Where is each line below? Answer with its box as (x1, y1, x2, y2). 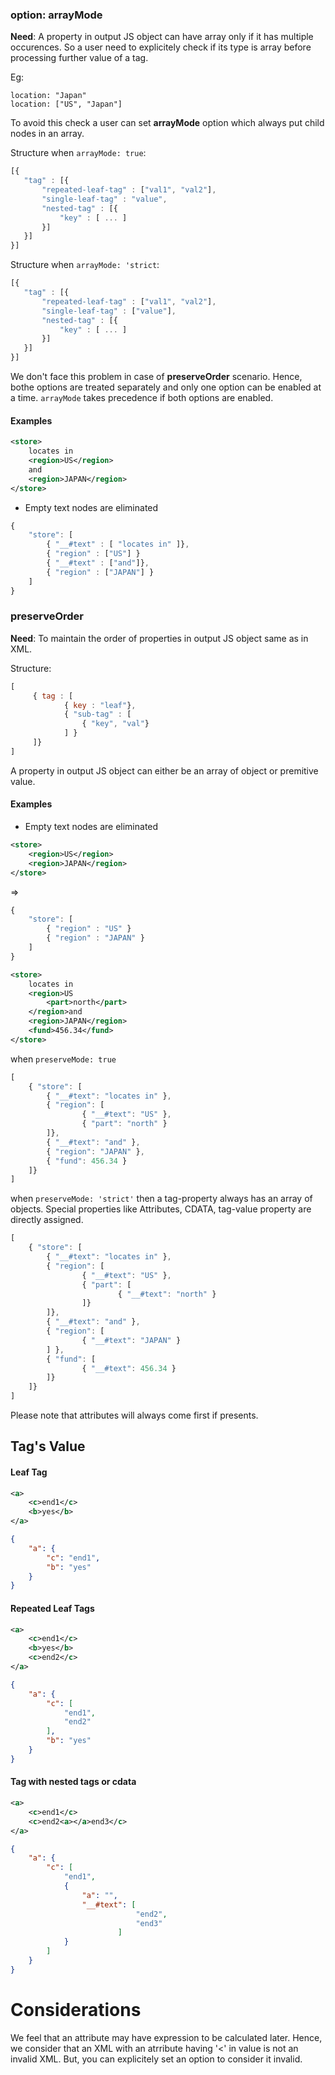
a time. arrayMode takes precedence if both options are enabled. (10, 392, 274, 404)
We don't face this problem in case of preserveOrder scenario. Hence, (10, 371, 303, 383)
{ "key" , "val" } (81, 719, 150, 729)
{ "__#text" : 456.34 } (81, 1363, 177, 1373)
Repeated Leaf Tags (10, 1602, 95, 1614)
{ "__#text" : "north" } (117, 1289, 217, 1299)
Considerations (10, 1998, 142, 2021)
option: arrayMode (10, 8, 103, 22)
